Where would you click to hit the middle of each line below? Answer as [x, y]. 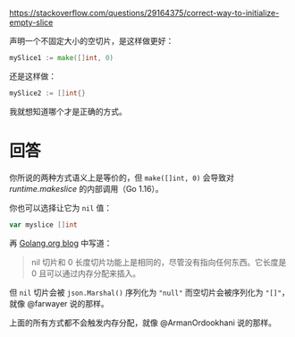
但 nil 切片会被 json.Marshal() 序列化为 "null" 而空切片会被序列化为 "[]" [145, 292]
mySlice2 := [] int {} [48, 93]
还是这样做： [33, 76]
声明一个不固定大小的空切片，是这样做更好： [92, 41]
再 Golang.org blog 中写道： [61, 243]
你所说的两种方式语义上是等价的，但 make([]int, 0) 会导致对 [122, 177]
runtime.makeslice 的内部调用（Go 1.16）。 [86, 188]
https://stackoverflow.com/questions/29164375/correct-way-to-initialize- [144, 13]
